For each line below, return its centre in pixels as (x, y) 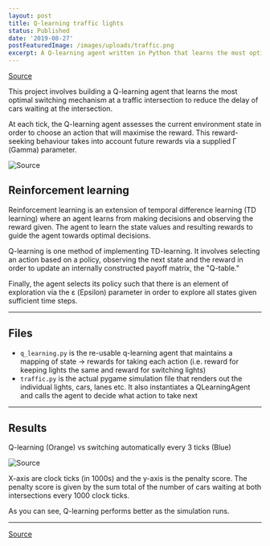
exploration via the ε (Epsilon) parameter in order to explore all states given (133, 292)
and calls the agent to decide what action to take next (109, 395)
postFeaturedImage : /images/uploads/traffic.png (91, 46)
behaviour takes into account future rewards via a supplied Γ (136, 141)
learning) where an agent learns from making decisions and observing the (131, 218)
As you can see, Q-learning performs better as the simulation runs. (119, 511)
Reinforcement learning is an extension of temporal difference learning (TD (133, 210)
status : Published (39, 31)
